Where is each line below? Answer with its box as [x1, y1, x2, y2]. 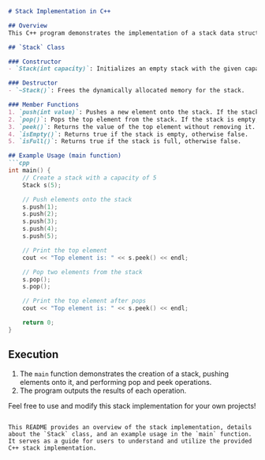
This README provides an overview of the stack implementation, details [8, 423, 252, 431]
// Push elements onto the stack [22, 195, 132, 203]
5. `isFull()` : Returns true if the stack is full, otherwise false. [8, 138, 242, 145]
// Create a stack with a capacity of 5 [22, 174, 157, 182]
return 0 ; [22, 319, 55, 326]
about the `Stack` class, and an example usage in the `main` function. [8, 430, 252, 438]
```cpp [8, 159, 30, 168]
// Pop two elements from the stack [22, 268, 144, 276]
